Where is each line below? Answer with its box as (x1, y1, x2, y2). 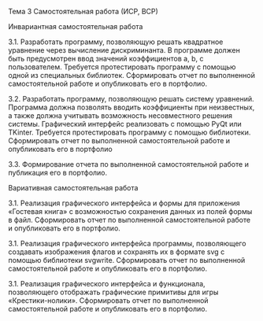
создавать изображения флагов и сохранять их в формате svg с (8, 247, 225, 256)
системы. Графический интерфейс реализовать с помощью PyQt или (8, 120, 242, 128)
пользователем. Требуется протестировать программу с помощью (8, 62, 236, 72)
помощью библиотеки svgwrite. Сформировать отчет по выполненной (8, 256, 246, 264)
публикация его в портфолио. (8, 168, 108, 177)
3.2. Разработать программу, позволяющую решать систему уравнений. (8, 94, 254, 103)
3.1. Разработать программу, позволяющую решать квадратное (8, 37, 224, 46)
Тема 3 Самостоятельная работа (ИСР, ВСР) (8, 7, 159, 16)
